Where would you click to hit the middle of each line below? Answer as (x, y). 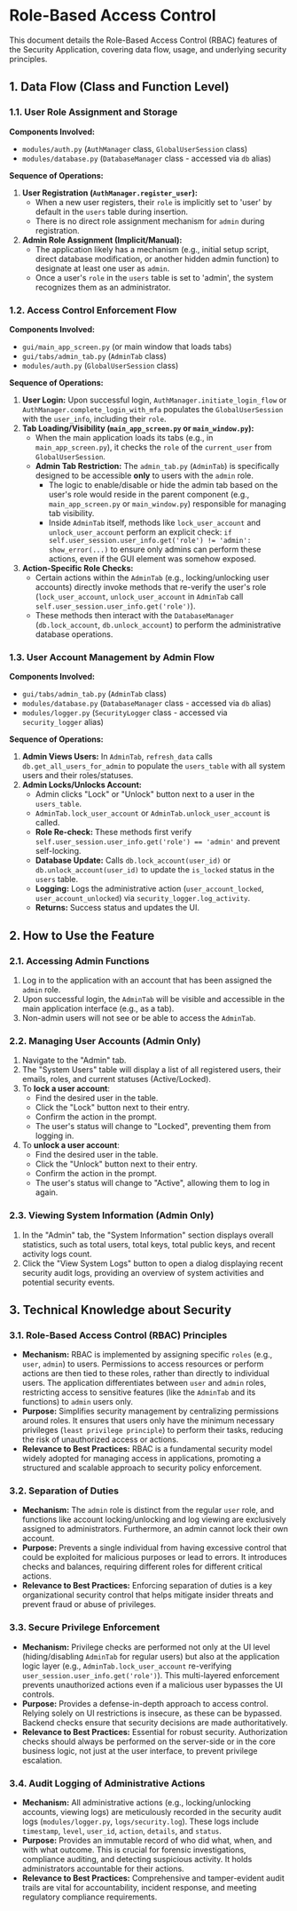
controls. (38, 1694)
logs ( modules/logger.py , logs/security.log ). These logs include (140, 1821)
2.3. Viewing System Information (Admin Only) (112, 1215)
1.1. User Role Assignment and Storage (94, 112)
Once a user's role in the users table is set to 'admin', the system (154, 277)
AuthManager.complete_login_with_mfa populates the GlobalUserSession (152, 409)
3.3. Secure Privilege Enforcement (85, 1628)
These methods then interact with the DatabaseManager (135, 615)
